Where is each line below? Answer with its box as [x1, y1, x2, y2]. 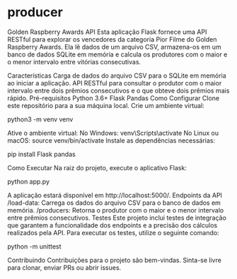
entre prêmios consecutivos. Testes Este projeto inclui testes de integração [7, 213, 226, 222]
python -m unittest [7, 242, 62, 251]
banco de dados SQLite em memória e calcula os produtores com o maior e [7, 50, 228, 59]
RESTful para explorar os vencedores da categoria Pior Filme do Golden [7, 35, 217, 43]
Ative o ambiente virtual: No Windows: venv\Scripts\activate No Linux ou [7, 129, 219, 137]
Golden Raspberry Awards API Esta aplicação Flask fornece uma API [7, 28, 207, 36]
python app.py [7, 177, 50, 186]
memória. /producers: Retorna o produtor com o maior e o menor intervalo [7, 206, 224, 214]
